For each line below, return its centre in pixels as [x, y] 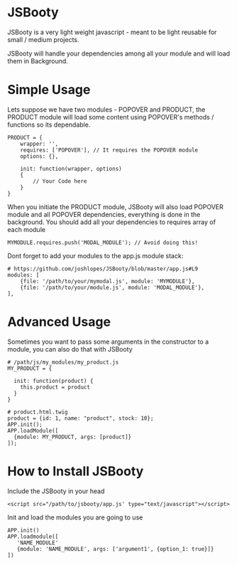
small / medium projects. [43, 39]
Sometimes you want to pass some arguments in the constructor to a [108, 342]
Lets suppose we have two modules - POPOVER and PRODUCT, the [106, 109]
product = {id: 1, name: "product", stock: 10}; [81, 418]
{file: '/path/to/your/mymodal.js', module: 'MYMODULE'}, [108, 281]
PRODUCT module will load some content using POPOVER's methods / [111, 117]
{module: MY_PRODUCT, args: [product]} [73, 437]
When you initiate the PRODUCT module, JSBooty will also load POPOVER [115, 206]
